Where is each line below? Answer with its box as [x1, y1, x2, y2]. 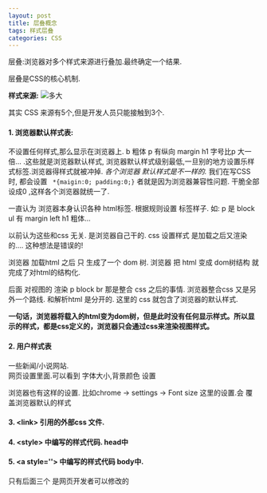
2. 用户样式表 [8, 341, 52, 352]
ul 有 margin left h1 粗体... [8, 213, 92, 224]
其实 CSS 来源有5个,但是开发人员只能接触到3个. [8, 108, 165, 117]
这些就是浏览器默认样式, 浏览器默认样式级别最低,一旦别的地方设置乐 [25, 157, 249, 166]
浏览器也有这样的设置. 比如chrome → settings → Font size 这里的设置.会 [8, 388, 245, 397]
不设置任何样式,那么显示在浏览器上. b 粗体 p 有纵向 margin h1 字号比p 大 [8, 147, 245, 157]
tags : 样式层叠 [8, 26, 54, 34]
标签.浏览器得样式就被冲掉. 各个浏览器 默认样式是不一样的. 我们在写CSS [14, 167, 251, 177]
